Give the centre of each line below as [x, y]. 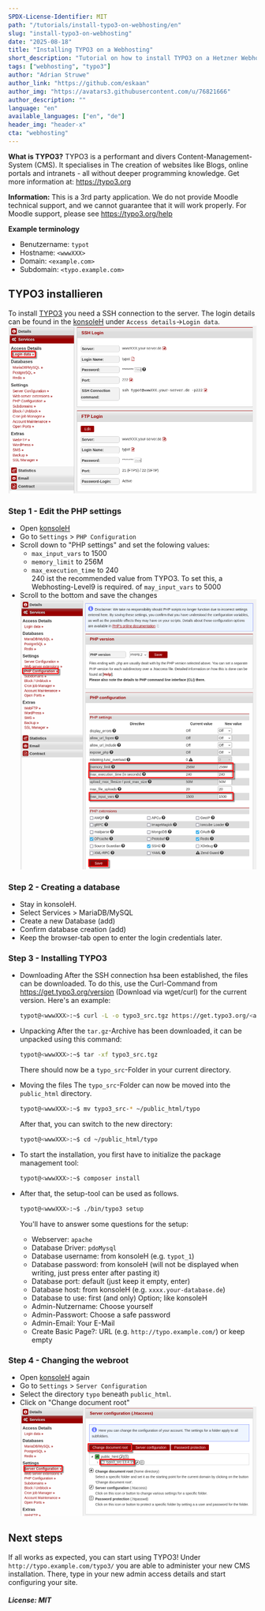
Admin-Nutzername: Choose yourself [92, 1306]
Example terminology [44, 229]
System [21, 165]
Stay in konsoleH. [48, 904]
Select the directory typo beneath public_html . [95, 1394]
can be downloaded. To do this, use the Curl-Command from [119, 984]
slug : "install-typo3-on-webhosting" [70, 33]
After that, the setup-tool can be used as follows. [99, 1193]
